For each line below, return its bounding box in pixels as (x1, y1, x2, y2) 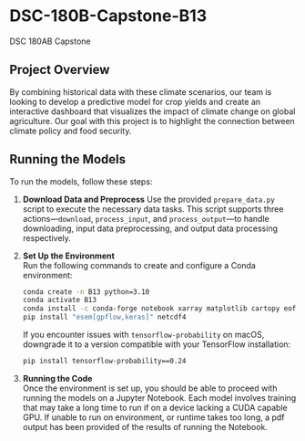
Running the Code (22, 373, 93, 383)
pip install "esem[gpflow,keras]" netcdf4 (22, 312, 187, 322)
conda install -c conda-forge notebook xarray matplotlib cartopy (22, 304, 280, 313)
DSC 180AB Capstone (9, 36, 91, 47)
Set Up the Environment (22, 250, 116, 261)
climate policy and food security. (9, 125, 132, 136)
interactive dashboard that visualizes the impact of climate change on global (9, 106, 296, 117)
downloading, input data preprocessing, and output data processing (22, 223, 278, 234)
